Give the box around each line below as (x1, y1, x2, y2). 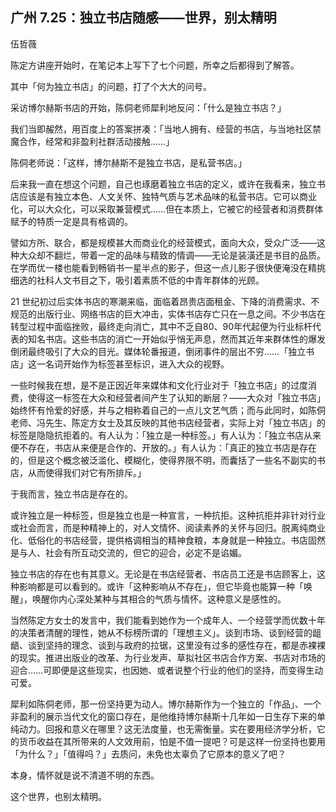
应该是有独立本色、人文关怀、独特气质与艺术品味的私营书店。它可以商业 (18, 190, 317, 202)
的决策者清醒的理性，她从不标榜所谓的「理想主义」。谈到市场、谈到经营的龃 (10, 626, 322, 638)
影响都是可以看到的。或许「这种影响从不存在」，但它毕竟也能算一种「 (18, 580, 304, 592)
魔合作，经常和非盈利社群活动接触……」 (10, 135, 175, 147)
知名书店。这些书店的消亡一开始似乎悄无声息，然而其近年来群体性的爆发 (27, 333, 326, 345)
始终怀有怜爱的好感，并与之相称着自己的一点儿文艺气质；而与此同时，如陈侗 (10, 404, 326, 416)
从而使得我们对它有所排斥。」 (27, 466, 147, 478)
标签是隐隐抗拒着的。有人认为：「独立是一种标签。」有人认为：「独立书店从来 (10, 429, 322, 441)
